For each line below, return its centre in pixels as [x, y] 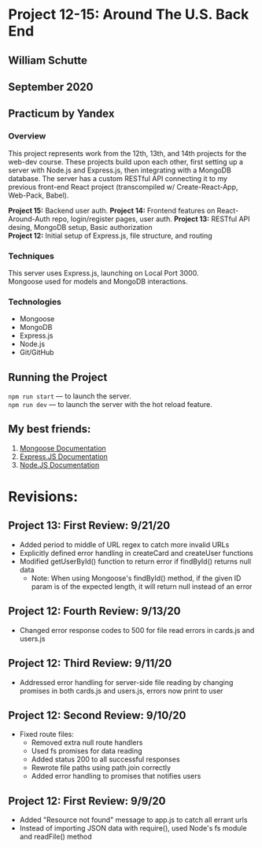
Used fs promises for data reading [87, 751]
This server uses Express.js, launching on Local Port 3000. [103, 272]
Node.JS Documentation [59, 465]
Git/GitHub [37, 353]
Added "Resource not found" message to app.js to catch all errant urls [133, 820]
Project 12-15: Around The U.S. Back [129, 15]
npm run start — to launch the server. [70, 396]
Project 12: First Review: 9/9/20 [87, 801]
